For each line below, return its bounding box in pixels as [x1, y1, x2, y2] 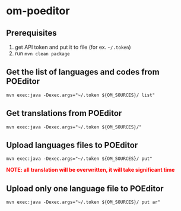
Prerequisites [6, 28, 57, 38]
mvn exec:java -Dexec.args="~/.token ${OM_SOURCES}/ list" [6, 92, 155, 98]
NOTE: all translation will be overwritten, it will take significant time [6, 166, 175, 174]
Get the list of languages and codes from [6, 67, 160, 77]
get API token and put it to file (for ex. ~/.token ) [14, 43, 132, 51]
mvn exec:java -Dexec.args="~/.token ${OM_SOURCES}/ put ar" [6, 199, 161, 206]
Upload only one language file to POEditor [6, 183, 164, 194]
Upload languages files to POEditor [6, 140, 138, 150]
